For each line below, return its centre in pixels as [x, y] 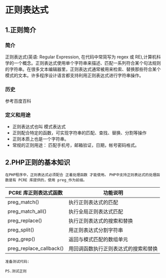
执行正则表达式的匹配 [93, 202]
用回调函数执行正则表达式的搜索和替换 [113, 249]
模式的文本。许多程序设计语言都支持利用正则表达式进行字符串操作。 [74, 75]
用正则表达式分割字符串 [96, 230]
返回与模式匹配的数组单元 [98, 239]
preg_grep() [21, 239]
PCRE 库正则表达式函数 [36, 193]
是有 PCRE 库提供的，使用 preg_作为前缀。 [48, 180]
